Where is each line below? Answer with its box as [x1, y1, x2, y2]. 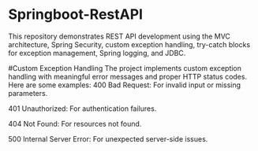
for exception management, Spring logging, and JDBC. [8, 48, 186, 57]
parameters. [8, 88, 48, 98]
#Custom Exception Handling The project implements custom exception [8, 63, 242, 72]
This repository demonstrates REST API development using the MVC [8, 31, 231, 41]
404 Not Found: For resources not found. [8, 119, 142, 128]
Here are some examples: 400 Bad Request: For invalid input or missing [8, 80, 241, 90]
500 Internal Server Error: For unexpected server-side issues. [8, 134, 208, 143]
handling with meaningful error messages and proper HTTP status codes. [8, 72, 247, 81]
